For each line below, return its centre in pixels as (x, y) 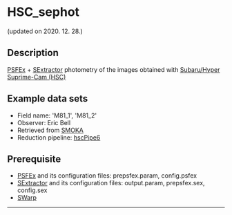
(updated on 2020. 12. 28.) (45, 31)
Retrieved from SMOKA (50, 130)
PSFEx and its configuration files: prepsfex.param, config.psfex (107, 176)
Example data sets (48, 99)
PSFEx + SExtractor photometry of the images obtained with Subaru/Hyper (114, 69)
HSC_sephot (43, 12)
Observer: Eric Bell (44, 122)
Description (33, 53)
